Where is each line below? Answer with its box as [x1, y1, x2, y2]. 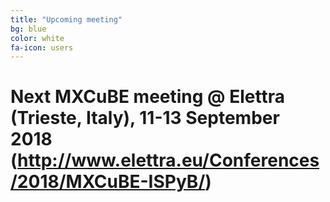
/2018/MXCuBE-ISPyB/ [10, 171, 206, 193]
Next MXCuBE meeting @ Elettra [10, 86, 285, 108]
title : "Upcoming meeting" [10, 14, 123, 25]
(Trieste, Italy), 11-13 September [10, 107, 280, 130]
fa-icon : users [10, 42, 74, 53]
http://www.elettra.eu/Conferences [17, 149, 320, 172]
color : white [10, 33, 65, 43]
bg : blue [10, 24, 47, 34]
